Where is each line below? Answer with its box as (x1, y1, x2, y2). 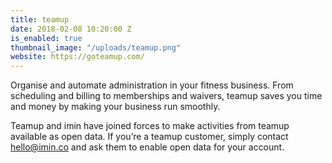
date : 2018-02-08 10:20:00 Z (10, 24, 132, 34)
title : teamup (10, 14, 70, 25)
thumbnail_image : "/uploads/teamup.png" (10, 42, 182, 53)
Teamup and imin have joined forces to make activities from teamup (10, 120, 290, 132)
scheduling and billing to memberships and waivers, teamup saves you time (10, 90, 323, 102)
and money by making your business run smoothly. (10, 101, 221, 113)
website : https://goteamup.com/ (10, 52, 145, 62)
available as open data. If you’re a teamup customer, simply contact (10, 131, 289, 143)
